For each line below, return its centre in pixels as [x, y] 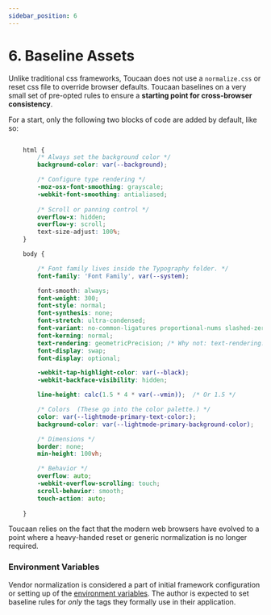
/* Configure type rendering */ [92, 180]
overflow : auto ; [65, 476]
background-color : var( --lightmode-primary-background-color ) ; [146, 425]
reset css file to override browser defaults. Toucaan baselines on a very [127, 86]
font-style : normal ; [72, 306]
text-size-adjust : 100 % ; [79, 232]
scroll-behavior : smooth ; [81, 491]
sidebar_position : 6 [43, 16]
